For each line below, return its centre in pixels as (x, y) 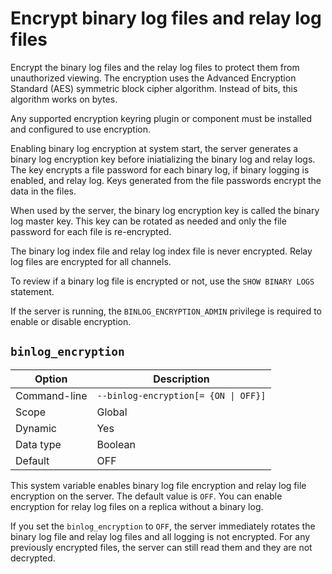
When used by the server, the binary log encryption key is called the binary (165, 210)
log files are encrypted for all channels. (91, 261)
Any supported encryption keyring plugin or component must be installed (161, 118)
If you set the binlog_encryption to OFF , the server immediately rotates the (163, 526)
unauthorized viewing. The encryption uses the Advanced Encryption (153, 78)
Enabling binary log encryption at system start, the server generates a (154, 148)
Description (181, 379)
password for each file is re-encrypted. (91, 231)
